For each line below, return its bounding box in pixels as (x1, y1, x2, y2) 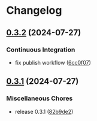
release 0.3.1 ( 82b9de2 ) (14, 108, 74, 115)
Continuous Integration (6, 46, 75, 54)
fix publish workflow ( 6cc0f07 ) (14, 59, 92, 66)
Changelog (6, 4, 62, 17)
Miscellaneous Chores (6, 94, 73, 102)
